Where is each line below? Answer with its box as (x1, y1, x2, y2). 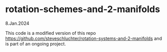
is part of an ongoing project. (5, 40, 66, 46)
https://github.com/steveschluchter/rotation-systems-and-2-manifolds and (5, 35, 162, 41)
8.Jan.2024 (5, 20, 29, 26)
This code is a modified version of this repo (5, 30, 96, 36)
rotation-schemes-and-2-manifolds (5, 4, 160, 15)
